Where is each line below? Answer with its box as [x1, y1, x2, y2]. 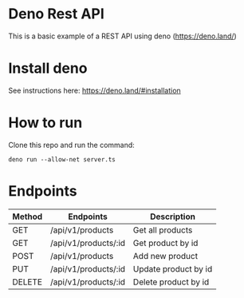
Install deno [8, 59, 88, 77]
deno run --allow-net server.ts [8, 155, 116, 164]
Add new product [132, 250, 198, 261]
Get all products [132, 224, 193, 236]
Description [150, 211, 195, 222]
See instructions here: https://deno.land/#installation [8, 85, 181, 95]
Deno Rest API [8, 5, 105, 23]
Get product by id [132, 237, 199, 248]
